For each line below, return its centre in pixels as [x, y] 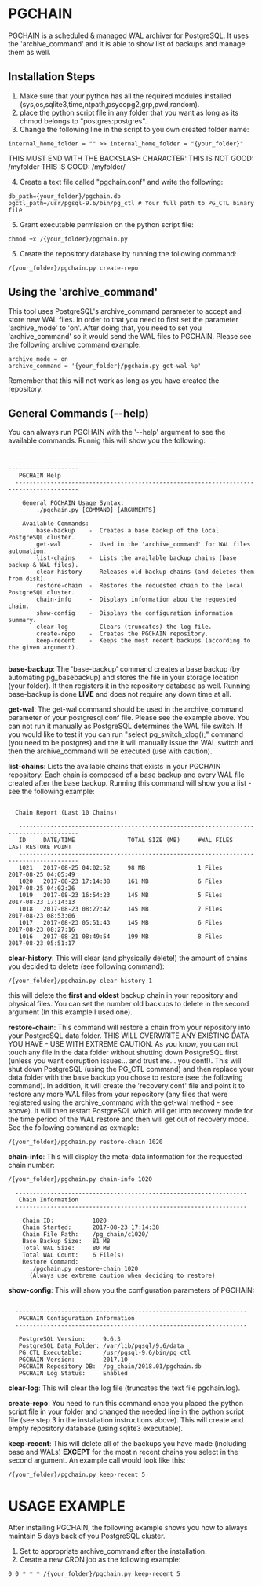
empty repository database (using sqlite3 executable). [95, 1429]
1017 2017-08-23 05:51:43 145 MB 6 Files [120, 923]
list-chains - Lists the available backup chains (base [136, 558]
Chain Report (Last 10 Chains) [66, 813]
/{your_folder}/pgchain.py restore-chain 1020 [86, 1142]
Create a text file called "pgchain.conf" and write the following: [121, 182]
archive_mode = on [38, 359]
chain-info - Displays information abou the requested [136, 600]
